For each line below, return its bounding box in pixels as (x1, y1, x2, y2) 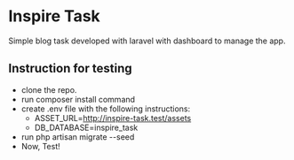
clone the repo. (20, 84, 77, 95)
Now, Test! (20, 141, 60, 151)
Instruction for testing (8, 61, 132, 76)
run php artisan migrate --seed (20, 131, 135, 142)
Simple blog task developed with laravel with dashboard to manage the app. (8, 35, 286, 46)
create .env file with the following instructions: (20, 103, 191, 114)
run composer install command (20, 94, 135, 104)
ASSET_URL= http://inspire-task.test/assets (34, 112, 192, 123)
